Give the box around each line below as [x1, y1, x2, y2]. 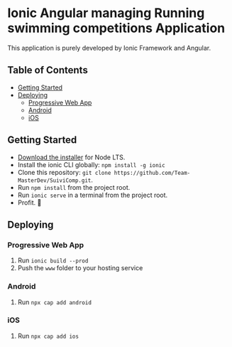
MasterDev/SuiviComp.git [17, 176, 92, 184]
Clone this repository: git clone [17, 168, 111, 176]
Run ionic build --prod [17, 256, 89, 265]
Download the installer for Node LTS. [17, 153, 126, 161]
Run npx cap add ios [17, 331, 79, 340]
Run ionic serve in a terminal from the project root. [17, 191, 168, 199]
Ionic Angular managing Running [7, 5, 205, 21]
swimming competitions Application [7, 20, 226, 36]
